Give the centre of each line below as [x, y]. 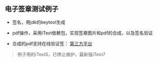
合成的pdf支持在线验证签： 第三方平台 [52, 43]
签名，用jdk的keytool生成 [39, 22]
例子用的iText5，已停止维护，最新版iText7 [61, 54]
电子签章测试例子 [32, 9]
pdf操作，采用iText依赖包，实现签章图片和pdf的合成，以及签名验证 [83, 33]
